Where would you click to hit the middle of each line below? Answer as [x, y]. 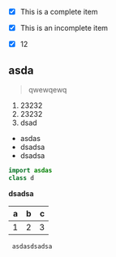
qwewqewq [47, 90]
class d [21, 178]
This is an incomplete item [64, 28]
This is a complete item [59, 12]
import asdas [30, 170]
